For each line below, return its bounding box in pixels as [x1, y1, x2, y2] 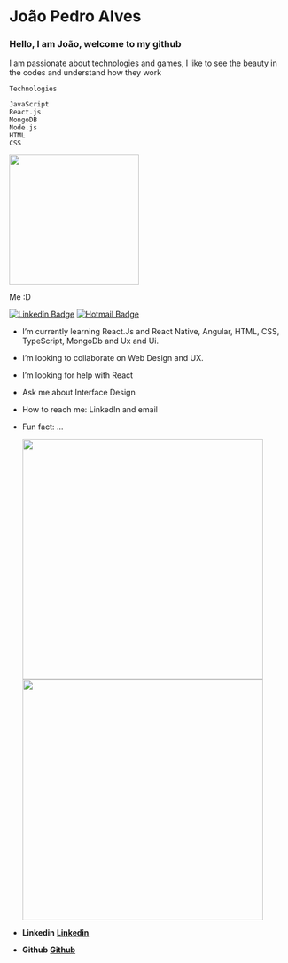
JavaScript [9, 100, 50, 109]
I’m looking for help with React [21, 370, 134, 380]
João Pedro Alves [9, 6, 142, 27]
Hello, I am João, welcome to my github [9, 38, 182, 51]
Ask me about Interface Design [21, 388, 136, 398]
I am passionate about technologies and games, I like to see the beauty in [9, 58, 277, 68]
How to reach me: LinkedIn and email [21, 404, 158, 415]
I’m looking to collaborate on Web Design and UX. [21, 353, 204, 364]
